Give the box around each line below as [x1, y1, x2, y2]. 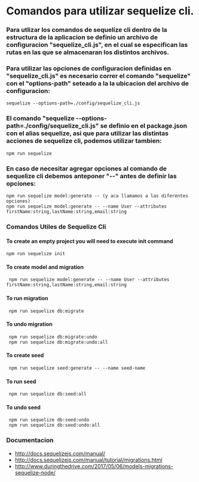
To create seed [6, 352, 44, 359]
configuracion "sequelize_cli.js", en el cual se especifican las [6, 41, 188, 49]
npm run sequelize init [6, 251, 66, 257]
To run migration [6, 294, 48, 301]
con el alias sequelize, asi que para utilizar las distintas [6, 129, 169, 137]
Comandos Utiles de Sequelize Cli [6, 222, 106, 230]
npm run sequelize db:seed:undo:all [8, 422, 100, 429]
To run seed [6, 378, 36, 385]
